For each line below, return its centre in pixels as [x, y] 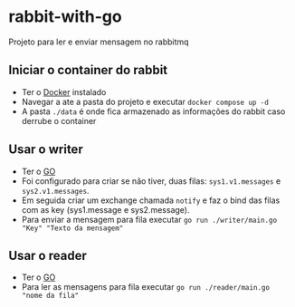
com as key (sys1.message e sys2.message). [105, 209]
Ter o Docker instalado [64, 91]
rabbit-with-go [66, 17]
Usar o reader [48, 255]
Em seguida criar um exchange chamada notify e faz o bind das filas [151, 200]
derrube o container [59, 120]
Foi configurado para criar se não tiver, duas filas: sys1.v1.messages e [151, 181]
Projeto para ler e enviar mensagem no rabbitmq [99, 42]
